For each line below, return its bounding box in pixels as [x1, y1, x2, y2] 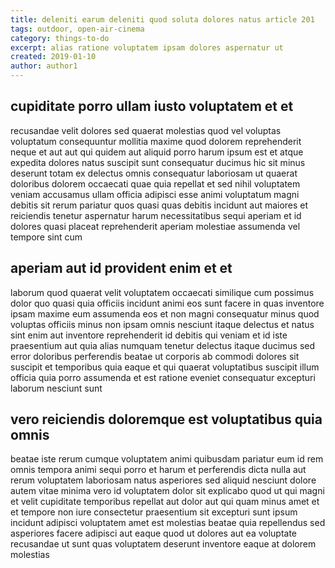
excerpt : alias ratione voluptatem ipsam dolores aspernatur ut [10, 42, 284, 53]
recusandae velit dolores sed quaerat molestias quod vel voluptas [10, 124, 282, 136]
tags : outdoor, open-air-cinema [10, 24, 145, 34]
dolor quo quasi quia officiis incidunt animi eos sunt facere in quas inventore [10, 297, 325, 309]
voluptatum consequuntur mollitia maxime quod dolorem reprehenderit [10, 135, 302, 147]
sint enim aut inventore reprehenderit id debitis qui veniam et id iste [10, 329, 288, 341]
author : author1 [10, 61, 78, 71]
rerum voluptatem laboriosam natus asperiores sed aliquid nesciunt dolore [10, 474, 317, 486]
